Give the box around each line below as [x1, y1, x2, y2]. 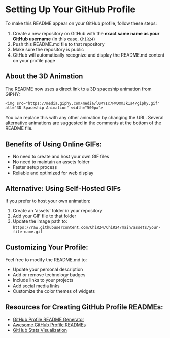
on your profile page [12, 57, 56, 63]
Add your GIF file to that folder [12, 213, 77, 219]
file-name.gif [12, 229, 43, 235]
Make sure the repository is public [12, 46, 84, 52]
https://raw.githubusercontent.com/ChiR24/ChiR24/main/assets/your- [12, 225, 161, 230]
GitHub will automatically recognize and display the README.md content [12, 52, 165, 58]
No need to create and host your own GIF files [12, 153, 109, 159]
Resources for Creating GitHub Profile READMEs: [5, 303, 163, 312]
